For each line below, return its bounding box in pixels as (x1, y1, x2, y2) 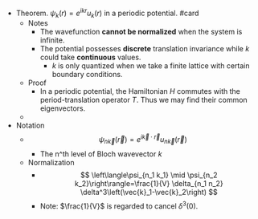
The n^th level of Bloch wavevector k (39, 148, 162, 159)
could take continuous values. (39, 52, 141, 63)
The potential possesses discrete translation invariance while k (39, 44, 250, 54)
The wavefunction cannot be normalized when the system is (39, 27, 243, 37)
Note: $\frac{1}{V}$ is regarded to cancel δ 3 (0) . (39, 200, 199, 211)
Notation (15, 120, 45, 131)
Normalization (27, 157, 75, 167)
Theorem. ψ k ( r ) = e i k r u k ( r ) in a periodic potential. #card (15, 7, 199, 19)
